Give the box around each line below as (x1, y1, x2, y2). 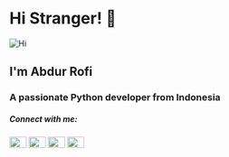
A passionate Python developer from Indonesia (9, 91, 221, 104)
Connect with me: (9, 113, 78, 125)
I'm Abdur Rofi (9, 64, 93, 79)
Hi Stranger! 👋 (9, 8, 117, 29)
